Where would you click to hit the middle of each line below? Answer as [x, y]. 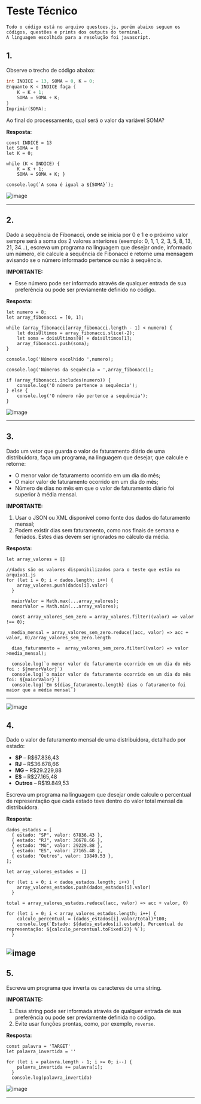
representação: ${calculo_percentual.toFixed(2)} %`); [76, 929]
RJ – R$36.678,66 [37, 764]
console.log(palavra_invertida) [52, 1078]
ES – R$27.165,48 [36, 777]
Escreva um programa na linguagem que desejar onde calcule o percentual [99, 795]
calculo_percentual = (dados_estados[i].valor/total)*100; [92, 919]
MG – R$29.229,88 [38, 770]
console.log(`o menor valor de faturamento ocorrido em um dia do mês [101, 664]
